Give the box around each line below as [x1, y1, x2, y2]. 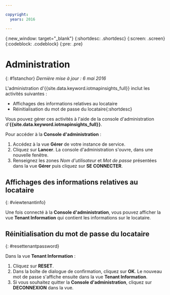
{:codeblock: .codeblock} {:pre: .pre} [5, 40, 83, 47]
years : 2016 [10, 16, 36, 22]
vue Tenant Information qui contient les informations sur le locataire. [5, 215, 151, 221]
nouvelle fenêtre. [12, 152, 49, 158]
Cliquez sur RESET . [12, 263, 54, 269]
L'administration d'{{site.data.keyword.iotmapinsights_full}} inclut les [5, 85, 150, 92]
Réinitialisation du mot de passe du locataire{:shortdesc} [12, 106, 132, 112]
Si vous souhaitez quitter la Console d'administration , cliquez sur [12, 279, 152, 285]
